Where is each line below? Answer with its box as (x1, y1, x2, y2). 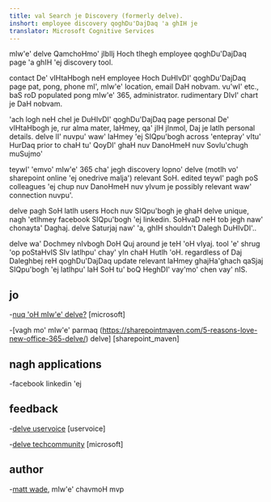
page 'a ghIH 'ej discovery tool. (9, 57, 113, 67)
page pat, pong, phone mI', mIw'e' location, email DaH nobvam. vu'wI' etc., (9, 82, 260, 91)
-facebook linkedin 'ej (9, 379, 82, 388)
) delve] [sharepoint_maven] (85, 334, 180, 344)
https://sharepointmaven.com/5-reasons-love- (101, 325, 258, 335)
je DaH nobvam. (9, 99, 63, 109)
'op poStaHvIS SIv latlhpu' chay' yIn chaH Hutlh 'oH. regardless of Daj (9, 247, 242, 257)
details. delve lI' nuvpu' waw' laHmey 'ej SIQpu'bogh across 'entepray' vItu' (9, 132, 261, 141)
